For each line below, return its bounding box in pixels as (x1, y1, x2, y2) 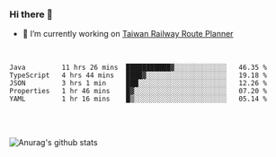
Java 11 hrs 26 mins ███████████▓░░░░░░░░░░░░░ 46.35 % (9, 63, 268, 73)
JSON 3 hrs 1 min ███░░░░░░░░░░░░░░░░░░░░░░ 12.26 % (9, 79, 268, 88)
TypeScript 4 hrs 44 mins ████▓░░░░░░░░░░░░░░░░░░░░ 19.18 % (9, 71, 268, 80)
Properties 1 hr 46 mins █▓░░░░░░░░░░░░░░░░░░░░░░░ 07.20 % (9, 87, 268, 96)
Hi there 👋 (9, 8, 54, 21)
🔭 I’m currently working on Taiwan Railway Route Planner (22, 29, 234, 39)
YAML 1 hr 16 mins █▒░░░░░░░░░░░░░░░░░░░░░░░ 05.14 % (9, 94, 268, 104)
